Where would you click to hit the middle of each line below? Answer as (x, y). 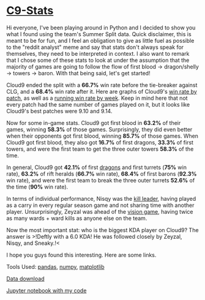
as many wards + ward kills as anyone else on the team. (77, 218)
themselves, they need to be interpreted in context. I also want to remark (98, 53)
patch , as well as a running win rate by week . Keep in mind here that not (97, 98)
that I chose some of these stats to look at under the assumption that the (98, 60)
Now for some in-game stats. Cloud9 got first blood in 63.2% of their (94, 122)
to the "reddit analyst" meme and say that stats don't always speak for (95, 47)
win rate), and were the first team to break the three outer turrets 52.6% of (101, 180)
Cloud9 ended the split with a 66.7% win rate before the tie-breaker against (102, 85)
